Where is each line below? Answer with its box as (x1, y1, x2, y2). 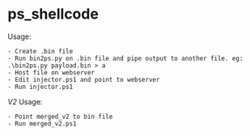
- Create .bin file (7, 47, 74, 55)
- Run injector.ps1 (7, 83, 74, 91)
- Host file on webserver (7, 68, 95, 77)
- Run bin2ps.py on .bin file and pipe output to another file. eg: (7, 54, 244, 62)
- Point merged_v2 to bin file (7, 113, 113, 121)
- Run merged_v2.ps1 (7, 119, 78, 128)
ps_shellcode (7, 5, 99, 23)
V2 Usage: (7, 96, 43, 106)
